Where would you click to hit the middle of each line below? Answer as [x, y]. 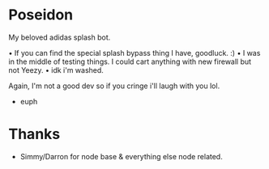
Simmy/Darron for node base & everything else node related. [121, 156]
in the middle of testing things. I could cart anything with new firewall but [130, 61]
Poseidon [41, 15]
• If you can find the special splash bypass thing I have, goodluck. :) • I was [134, 53]
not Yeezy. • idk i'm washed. [56, 70]
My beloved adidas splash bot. [60, 37]
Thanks [34, 134]
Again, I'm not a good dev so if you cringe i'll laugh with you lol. [114, 86]
